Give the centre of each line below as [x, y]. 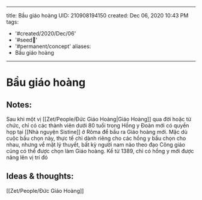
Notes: [19, 105]
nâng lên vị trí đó [27, 157]
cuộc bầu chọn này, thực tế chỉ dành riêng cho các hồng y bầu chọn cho [96, 138]
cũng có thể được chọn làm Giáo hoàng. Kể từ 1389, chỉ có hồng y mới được [100, 151]
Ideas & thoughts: [40, 176]
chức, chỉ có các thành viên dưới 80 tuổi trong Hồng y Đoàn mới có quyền [98, 126]
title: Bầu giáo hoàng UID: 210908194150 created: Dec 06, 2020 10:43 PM [97, 15]
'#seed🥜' [26, 40]
